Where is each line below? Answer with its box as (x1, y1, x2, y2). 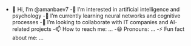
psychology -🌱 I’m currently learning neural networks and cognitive (12, 12, 181, 19)
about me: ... (12, 34, 44, 41)
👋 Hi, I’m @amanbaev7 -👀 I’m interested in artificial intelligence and (12, 6, 180, 13)
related (12, 25, 30, 33)
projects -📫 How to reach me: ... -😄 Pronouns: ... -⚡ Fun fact (31, 25, 185, 33)
